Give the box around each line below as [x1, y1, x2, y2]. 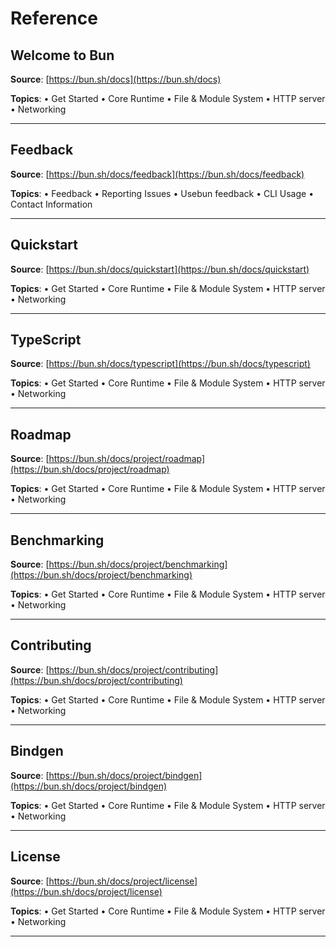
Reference [10, 7, 98, 30]
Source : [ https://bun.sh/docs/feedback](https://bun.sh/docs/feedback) [10, 168, 305, 180]
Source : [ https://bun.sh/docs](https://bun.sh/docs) [10, 73, 222, 85]
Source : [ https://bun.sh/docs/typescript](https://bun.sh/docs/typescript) [10, 358, 311, 370]
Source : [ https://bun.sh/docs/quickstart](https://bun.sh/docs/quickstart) [10, 263, 310, 275]
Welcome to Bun [10, 47, 115, 64]
